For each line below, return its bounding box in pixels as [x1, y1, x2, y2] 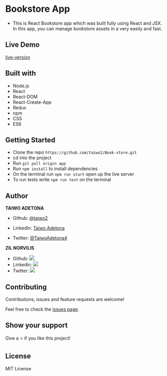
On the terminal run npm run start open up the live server [12, 171, 134, 177]
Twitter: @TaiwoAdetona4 [12, 235, 67, 241]
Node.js [12, 83, 30, 89]
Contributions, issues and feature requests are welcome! [5, 296, 125, 302]
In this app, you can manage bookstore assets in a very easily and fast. [12, 25, 162, 31]
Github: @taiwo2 [12, 215, 48, 221]
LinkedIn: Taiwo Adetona [12, 225, 65, 231]
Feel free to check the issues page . [5, 306, 79, 312]
